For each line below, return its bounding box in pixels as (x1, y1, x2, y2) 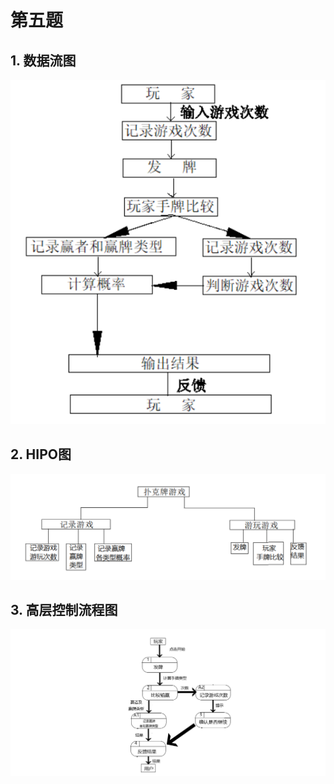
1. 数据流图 (10, 52, 77, 69)
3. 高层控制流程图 (10, 601, 118, 618)
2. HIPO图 (10, 446, 72, 463)
